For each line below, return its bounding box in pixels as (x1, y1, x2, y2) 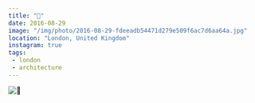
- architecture (11, 64, 62, 72)
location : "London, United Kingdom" (8, 34, 130, 42)
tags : (8, 49, 26, 57)
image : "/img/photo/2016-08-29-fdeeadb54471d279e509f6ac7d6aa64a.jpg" (8, 26, 248, 34)
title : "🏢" (8, 11, 45, 20)
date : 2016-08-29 (8, 19, 66, 27)
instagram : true (8, 42, 62, 50)
